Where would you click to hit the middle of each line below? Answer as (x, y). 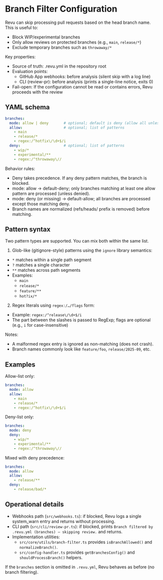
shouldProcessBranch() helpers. (51, 557)
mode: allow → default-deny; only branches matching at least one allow (84, 188)
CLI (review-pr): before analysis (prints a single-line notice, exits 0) (86, 82)
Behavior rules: (20, 168)
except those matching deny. (41, 204)
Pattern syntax (28, 229)
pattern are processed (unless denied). (51, 193)
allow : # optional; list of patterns (67, 127)
